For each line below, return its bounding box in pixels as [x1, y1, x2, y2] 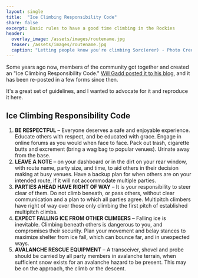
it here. [6, 93, 24, 101]
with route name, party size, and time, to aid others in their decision [14, 164, 179, 172]
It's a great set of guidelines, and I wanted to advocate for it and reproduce [6, 87, 189, 95]
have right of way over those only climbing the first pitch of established [14, 202, 188, 209]
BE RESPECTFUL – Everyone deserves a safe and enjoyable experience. [14, 127, 190, 134]
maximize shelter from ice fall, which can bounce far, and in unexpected [14, 233, 190, 240]
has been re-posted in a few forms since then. [6, 76, 118, 83]
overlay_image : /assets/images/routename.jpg [11, 36, 126, 42]
